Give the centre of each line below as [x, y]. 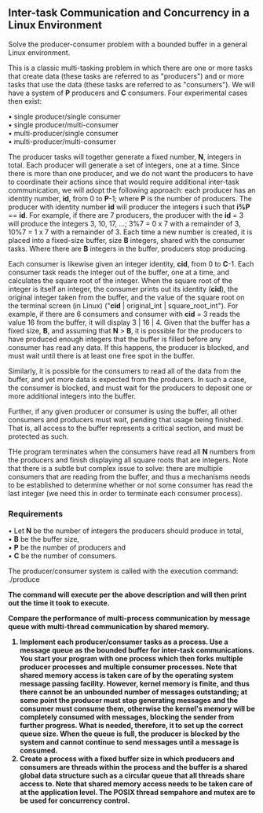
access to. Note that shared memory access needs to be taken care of [136, 784]
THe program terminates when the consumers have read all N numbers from [132, 451]
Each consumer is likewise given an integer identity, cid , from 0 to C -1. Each [131, 263]
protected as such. [38, 436]
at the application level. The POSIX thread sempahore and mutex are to [137, 793]
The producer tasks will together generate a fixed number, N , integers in [125, 156]
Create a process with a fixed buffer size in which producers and [127, 759]
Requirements [36, 513]
